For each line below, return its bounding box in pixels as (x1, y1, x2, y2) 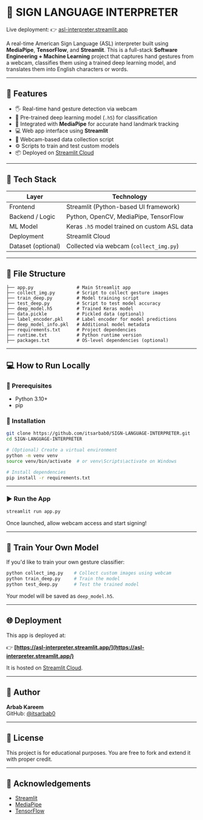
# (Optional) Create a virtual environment (6, 447, 118, 453)
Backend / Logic (9, 212, 56, 221)
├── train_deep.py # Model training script (6, 295, 139, 302)
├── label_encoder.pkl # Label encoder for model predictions (6, 317, 177, 323)
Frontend (9, 202, 35, 211)
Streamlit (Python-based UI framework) (66, 202, 180, 211)
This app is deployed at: (6, 631, 66, 639)
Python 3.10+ (14, 395, 48, 402)
